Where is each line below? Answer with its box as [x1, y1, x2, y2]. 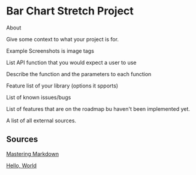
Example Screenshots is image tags [6, 47, 95, 55]
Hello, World [6, 162, 37, 169]
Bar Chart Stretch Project [6, 4, 134, 18]
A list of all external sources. [6, 117, 77, 124]
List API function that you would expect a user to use [6, 59, 137, 66]
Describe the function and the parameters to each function [6, 70, 152, 77]
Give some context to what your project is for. [6, 35, 119, 43]
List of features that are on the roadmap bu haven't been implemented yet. [6, 105, 191, 112]
